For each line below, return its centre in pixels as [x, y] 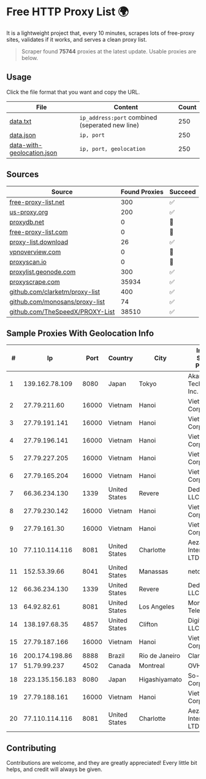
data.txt [21, 121]
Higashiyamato [160, 680]
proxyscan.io [28, 262]
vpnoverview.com [35, 252]
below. [30, 58]
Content [126, 107]
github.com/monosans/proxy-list [57, 302]
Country [120, 358]
